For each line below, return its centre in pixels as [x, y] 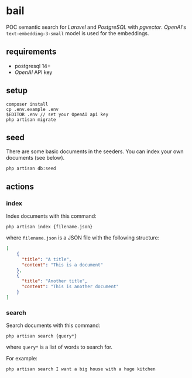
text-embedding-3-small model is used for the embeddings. [78, 33]
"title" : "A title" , [47, 259]
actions [20, 186]
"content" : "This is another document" [70, 287]
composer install [27, 104]
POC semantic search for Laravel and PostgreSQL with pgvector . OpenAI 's [96, 27]
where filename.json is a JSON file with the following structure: [83, 238]
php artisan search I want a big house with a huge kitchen [81, 369]
